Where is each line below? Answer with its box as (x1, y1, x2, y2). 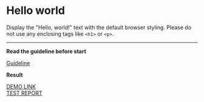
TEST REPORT (6, 89, 42, 97)
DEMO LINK (6, 83, 36, 90)
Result (6, 71, 23, 78)
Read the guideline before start (6, 47, 87, 55)
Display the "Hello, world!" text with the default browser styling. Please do (6, 24, 192, 31)
